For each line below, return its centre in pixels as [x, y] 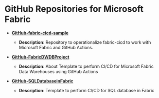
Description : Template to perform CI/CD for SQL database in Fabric [87, 90]
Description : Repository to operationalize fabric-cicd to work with [85, 42]
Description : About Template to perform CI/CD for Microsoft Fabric [86, 66]
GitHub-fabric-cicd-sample [40, 33]
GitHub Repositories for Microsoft [74, 9]
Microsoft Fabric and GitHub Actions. [56, 47]
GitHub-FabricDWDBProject [40, 57]
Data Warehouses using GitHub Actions [58, 71]
